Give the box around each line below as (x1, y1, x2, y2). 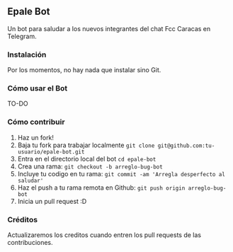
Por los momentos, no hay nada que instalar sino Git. (7, 66, 161, 74)
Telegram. (7, 32, 37, 40)
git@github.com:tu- (157, 142, 215, 149)
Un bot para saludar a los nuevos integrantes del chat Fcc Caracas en (7, 24, 211, 33)
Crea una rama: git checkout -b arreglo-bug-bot (17, 162, 163, 171)
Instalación (7, 50, 47, 59)
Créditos (7, 214, 38, 224)
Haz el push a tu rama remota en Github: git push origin (17, 183, 186, 192)
